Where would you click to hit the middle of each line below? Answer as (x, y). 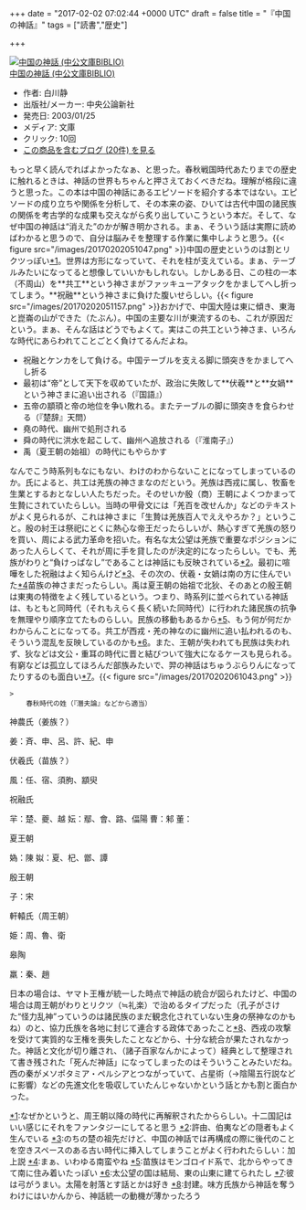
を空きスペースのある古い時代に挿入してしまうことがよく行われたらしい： (148, 1150)
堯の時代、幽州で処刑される (75, 429)
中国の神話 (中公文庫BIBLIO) (63, 73)
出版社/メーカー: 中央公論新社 (79, 104)
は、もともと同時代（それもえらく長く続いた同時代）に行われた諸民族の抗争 (153, 608)
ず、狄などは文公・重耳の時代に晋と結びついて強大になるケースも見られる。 (153, 653)
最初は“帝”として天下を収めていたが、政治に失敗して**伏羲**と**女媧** (158, 383)
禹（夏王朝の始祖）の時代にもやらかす (95, 451)
